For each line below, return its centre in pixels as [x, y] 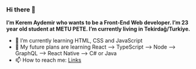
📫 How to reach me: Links [48, 60]
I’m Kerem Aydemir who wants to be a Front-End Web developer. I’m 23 [97, 23]
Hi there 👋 [21, 10]
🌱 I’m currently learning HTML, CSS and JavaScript [79, 41]
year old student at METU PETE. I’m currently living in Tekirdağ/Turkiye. [98, 29]
